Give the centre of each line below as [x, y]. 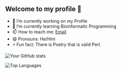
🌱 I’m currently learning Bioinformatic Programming [64, 26]
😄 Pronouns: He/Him [34, 39]
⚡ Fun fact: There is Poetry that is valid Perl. [57, 44]
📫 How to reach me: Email [39, 32]
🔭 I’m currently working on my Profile [50, 21]
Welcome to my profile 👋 [43, 9]
